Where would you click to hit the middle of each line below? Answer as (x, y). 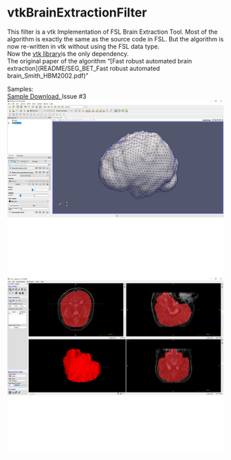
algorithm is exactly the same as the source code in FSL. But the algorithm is (115, 39)
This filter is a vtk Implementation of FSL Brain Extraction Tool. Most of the (112, 32)
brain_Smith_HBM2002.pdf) (46, 75)
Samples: (20, 89)
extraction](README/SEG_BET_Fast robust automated (84, 68)
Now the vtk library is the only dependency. (68, 54)
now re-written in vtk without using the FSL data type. (84, 46)
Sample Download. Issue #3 (47, 96)
